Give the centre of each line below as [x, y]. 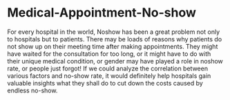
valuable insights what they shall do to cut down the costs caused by [105, 83]
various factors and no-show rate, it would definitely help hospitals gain [109, 76]
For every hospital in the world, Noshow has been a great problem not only [114, 32]
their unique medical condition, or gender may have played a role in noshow [115, 61]
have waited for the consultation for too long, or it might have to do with [109, 54]
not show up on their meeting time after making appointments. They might [113, 46]
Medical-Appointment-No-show [102, 13]
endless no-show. [32, 90]
